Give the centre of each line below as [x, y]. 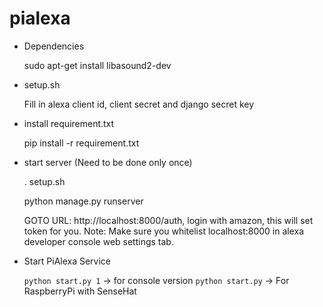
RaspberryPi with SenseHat [80, 291]
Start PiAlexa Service [67, 261]
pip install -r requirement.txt [81, 143]
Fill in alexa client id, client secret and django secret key [139, 104]
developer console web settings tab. [98, 241]
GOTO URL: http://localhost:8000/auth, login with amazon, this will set [168, 220]
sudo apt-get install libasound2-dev [97, 65]
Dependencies [54, 46]
